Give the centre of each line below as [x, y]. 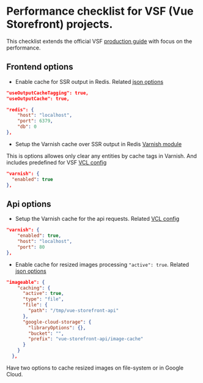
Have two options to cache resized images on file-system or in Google [95, 368]
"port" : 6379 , [35, 121]
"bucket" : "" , [46, 333]
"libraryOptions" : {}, [57, 328]
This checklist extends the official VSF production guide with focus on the [99, 41]
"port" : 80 [31, 247]
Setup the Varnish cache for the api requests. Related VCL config [97, 219]
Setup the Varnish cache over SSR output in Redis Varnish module [98, 144]
